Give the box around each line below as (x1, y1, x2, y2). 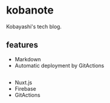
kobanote (6, 4, 54, 17)
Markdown (14, 55, 41, 62)
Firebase (14, 85, 37, 92)
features (6, 40, 38, 50)
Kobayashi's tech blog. (6, 23, 62, 30)
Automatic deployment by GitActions (14, 62, 105, 69)
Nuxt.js (14, 79, 33, 86)
